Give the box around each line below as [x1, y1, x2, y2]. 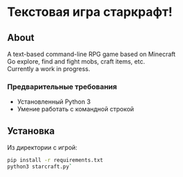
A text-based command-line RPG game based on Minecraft [7, 50, 176, 58]
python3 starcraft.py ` [7, 163, 73, 170]
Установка [7, 125, 55, 137]
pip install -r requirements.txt [7, 157, 104, 164]
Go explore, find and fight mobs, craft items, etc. [7, 57, 145, 66]
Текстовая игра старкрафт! [7, 4, 173, 20]
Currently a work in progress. [7, 65, 91, 73]
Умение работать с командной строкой [17, 105, 135, 113]
